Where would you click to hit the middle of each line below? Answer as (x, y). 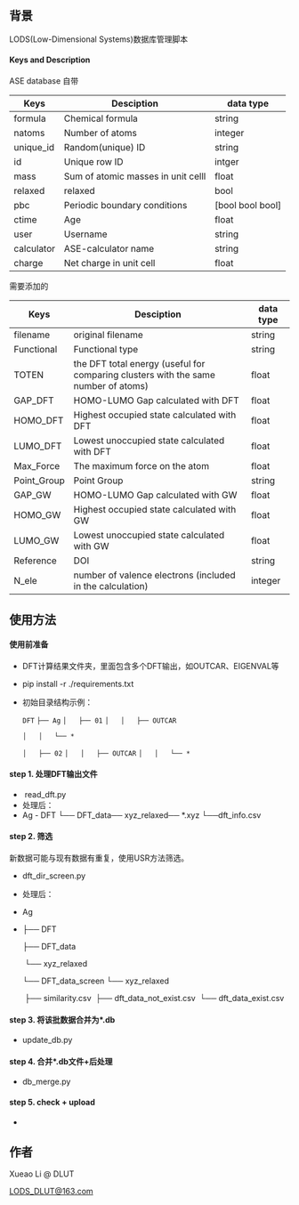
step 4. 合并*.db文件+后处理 (61, 1061)
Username (86, 234)
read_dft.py (45, 794)
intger (227, 162)
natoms (29, 133)
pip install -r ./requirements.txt (78, 683)
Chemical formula (101, 118)
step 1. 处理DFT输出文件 (53, 774)
